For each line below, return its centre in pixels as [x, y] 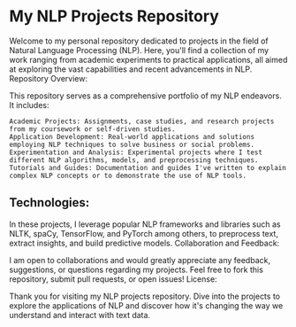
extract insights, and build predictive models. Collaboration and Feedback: [144, 243]
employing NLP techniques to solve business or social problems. [132, 144]
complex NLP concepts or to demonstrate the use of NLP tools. [128, 175]
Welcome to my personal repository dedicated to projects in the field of [139, 41]
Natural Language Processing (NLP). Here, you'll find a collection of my [139, 50]
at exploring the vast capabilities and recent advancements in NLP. [131, 69]
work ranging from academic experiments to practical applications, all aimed [148, 59]
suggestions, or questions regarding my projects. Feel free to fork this [136, 269]
